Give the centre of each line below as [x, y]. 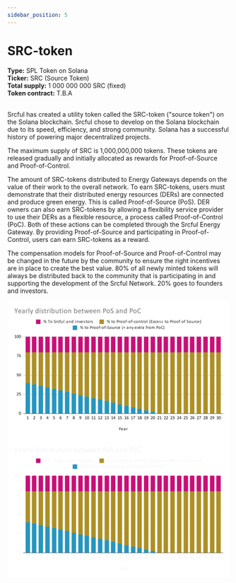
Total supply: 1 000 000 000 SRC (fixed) [67, 86]
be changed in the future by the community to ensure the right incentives [114, 260]
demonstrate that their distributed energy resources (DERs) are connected [116, 194]
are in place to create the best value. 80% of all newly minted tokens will [113, 268]
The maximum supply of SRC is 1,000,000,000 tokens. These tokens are [112, 150]
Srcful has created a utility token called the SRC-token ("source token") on [116, 114]
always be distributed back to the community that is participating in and [112, 275]
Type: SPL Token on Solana [48, 70]
